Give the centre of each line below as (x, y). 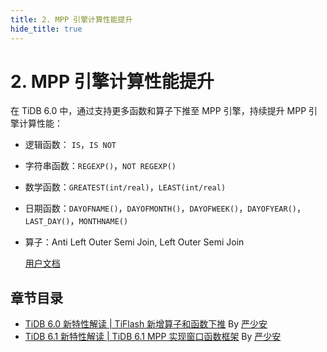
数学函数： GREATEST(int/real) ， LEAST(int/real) (125, 187)
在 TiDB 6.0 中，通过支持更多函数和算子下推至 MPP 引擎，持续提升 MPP (158, 111)
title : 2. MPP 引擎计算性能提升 (71, 19)
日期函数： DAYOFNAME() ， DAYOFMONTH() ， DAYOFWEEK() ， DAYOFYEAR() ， (165, 208)
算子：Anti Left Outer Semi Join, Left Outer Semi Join (134, 242)
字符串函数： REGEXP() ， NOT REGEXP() (100, 166)
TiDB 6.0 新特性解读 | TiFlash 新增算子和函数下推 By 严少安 (146, 324)
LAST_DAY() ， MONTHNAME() (76, 221)
